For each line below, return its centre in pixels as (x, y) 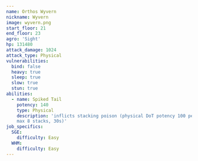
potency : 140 (33, 105)
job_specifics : (25, 127)
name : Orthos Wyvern (32, 11)
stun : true (25, 88)
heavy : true (26, 72)
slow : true (25, 83)
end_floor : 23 (24, 34)
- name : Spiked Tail (37, 99)
